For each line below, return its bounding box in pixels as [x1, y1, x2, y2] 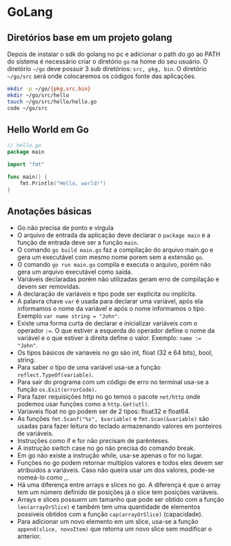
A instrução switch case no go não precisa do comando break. [17, 444, 195, 453]
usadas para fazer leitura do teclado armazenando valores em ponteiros [17, 422, 222, 431]
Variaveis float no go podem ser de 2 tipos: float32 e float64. [17, 407, 191, 415]
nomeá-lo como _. [17, 473, 69, 482]
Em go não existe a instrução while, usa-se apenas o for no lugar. [17, 451, 203, 460]
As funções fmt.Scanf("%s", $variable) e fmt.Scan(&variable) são [17, 415, 210, 423]
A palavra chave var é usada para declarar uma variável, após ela [17, 297, 203, 305]
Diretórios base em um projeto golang [7, 32, 172, 44]
